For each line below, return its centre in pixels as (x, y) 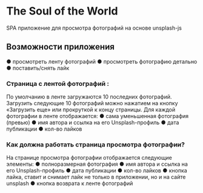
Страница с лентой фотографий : (58, 83)
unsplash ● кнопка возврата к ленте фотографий (70, 183)
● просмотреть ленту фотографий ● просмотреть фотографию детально (102, 61)
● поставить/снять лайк (38, 68)
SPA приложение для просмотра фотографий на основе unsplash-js (94, 28)
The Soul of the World (62, 11)
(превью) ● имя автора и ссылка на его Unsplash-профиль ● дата (93, 123)
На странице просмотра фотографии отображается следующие (89, 158)
